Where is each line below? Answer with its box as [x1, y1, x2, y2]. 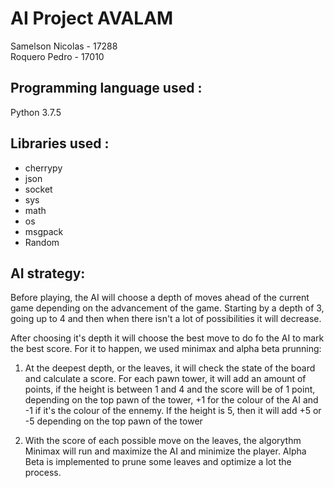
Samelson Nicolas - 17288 [10, 40, 118, 52]
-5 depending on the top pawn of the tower [24, 415, 203, 427]
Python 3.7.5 [10, 106, 62, 118]
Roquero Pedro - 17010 [10, 50, 105, 62]
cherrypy [24, 162, 63, 174]
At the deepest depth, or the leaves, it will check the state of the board [24, 362, 316, 374]
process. [24, 467, 62, 479]
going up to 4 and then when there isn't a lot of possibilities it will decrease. [10, 313, 322, 325]
